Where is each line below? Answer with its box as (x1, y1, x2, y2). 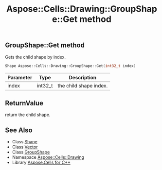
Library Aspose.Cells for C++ (12, 159, 71, 166)
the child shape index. (57, 83, 108, 89)
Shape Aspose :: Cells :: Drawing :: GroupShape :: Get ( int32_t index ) (5, 63, 136, 68)
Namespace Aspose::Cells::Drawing (12, 154, 84, 160)
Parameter (7, 74, 33, 81)
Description (69, 74, 97, 81)
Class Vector (12, 144, 38, 150)
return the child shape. (5, 112, 51, 118)
